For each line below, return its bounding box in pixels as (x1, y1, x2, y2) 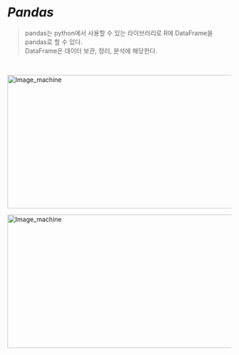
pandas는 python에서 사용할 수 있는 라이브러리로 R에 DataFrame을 (24, 28, 213, 37)
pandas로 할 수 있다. (24, 37, 83, 46)
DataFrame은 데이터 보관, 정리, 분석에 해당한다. (24, 46, 158, 55)
